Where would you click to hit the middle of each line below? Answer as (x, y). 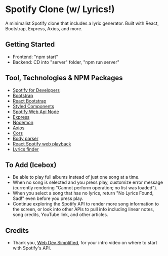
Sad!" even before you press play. (48, 198)
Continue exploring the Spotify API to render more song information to (86, 204)
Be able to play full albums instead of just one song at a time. (76, 177)
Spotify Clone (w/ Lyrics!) (60, 9)
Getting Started (30, 45)
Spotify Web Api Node (36, 112)
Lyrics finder (26, 149)
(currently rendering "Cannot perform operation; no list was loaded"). (85, 188)
